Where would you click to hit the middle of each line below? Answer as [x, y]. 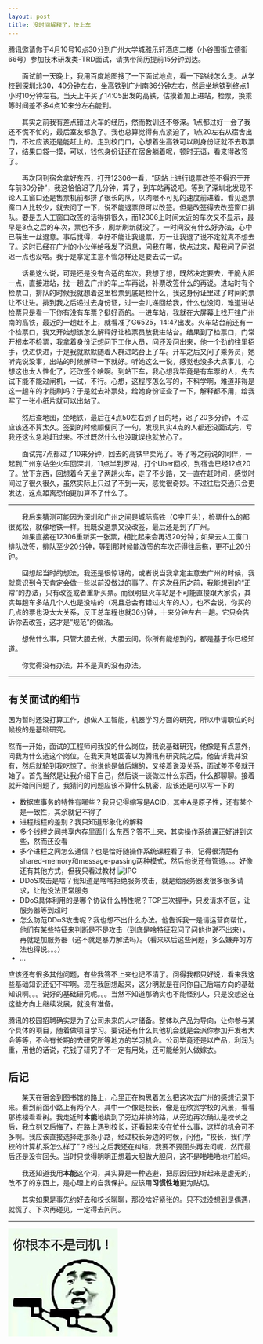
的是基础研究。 [46, 729]
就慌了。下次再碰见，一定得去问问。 [67, 1210]
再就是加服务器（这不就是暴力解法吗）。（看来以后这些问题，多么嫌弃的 [133, 940]
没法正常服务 [67, 890]
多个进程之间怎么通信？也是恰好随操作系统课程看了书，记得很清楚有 [129, 851]
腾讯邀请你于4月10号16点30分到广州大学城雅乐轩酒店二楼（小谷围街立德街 [128, 49]
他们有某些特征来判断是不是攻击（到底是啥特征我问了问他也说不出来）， [134, 929]
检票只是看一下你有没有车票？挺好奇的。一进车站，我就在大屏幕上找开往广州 [131, 312]
